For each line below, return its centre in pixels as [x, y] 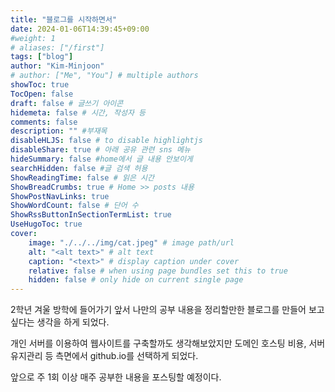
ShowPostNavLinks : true [60, 196]
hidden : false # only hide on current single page [136, 280]
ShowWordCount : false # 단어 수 [74, 206]
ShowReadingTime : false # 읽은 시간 [82, 177]
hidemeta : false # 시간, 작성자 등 [78, 112]
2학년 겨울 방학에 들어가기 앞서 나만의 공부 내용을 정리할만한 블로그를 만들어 [158, 310]
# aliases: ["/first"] [57, 47]
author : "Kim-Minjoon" [57, 66]
